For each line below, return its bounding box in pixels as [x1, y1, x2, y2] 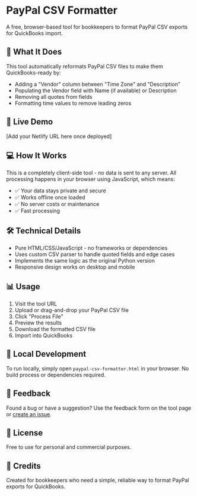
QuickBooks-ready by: [6, 69, 61, 76]
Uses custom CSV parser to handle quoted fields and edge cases [14, 251, 175, 258]
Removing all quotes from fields [14, 93, 93, 100]
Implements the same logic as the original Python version [14, 257, 155, 264]
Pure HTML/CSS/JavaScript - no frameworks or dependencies [14, 245, 168, 252]
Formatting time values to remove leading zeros [14, 99, 132, 107]
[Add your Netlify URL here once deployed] [6, 132, 112, 140]
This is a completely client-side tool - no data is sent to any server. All [6, 169, 177, 176]
